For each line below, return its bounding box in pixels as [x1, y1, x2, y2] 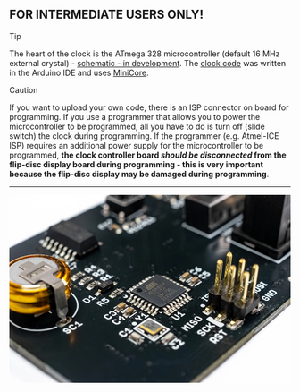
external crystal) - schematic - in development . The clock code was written [9, 57, 287, 68]
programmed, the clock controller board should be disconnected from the [9, 149, 287, 160]
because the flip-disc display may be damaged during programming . [9, 168, 270, 179]
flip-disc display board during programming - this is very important [9, 158, 263, 169]
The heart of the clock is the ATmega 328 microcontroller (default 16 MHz [9, 48, 280, 59]
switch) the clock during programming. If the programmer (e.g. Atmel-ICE [9, 130, 279, 141]
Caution [9, 84, 38, 95]
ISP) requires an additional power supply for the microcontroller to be [9, 140, 264, 150]
